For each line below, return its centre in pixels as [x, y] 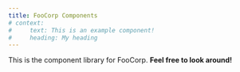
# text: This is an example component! [82, 30]
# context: [26, 23]
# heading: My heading [53, 38]
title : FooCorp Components [53, 15]
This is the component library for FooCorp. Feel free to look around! [120, 60]
